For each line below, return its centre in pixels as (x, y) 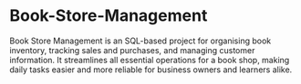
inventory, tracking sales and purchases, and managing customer (132, 50)
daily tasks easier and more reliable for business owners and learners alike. (151, 70)
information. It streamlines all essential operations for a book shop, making (150, 60)
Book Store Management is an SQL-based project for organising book (140, 41)
